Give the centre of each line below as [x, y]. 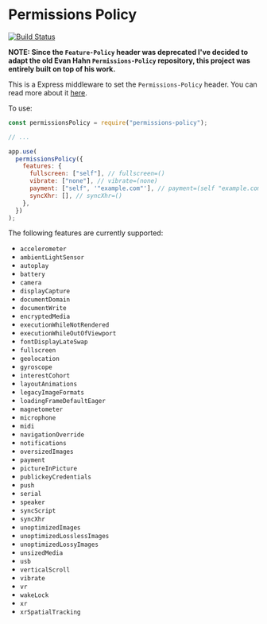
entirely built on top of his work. [62, 68]
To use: [21, 108]
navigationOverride [52, 435]
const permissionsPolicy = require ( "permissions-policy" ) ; [108, 122]
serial [31, 494]
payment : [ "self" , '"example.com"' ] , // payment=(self [122, 188]
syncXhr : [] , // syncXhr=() [76, 196]
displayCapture [45, 292]
